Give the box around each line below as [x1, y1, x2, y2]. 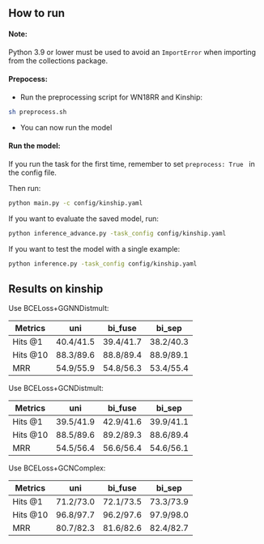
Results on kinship [8, 282, 104, 295]
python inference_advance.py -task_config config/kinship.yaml [8, 229, 227, 237]
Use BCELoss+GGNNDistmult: [8, 304, 109, 313]
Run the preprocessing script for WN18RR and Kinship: [19, 92, 203, 102]
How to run [8, 6, 66, 20]
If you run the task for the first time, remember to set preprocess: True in [8, 159, 255, 168]
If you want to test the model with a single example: [8, 244, 181, 253]
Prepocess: [8, 74, 49, 84]
